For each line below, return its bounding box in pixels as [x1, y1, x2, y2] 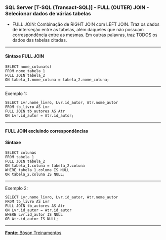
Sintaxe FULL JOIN [5, 53, 44, 59]
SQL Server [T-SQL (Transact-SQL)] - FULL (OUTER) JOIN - [5, 4, 149, 11]
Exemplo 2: [5, 185, 28, 192]
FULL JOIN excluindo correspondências [5, 128, 88, 134]
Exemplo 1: [5, 91, 27, 96]
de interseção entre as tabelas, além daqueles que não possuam [12, 27, 144, 33]
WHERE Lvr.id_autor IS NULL [5, 212, 63, 217]
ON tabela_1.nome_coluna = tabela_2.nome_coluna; [5, 77, 110, 82]
